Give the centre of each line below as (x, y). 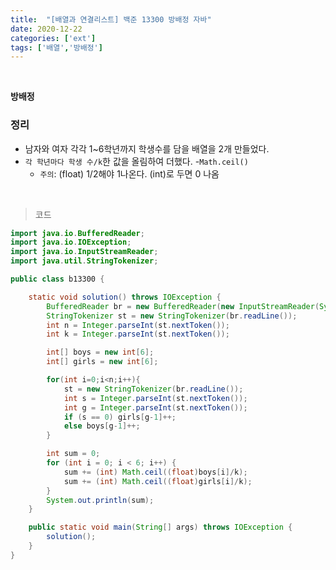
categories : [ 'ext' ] (53, 38)
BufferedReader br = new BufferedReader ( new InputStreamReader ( (183, 306)
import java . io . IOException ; (71, 242)
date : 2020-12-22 (46, 29)
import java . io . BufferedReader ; (77, 233)
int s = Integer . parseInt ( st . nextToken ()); (155, 398)
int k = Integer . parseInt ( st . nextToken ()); (138, 334)
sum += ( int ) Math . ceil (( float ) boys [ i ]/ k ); (155, 472)
